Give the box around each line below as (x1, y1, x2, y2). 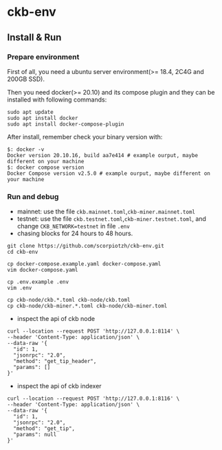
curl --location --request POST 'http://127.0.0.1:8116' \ (7, 395, 180, 402)
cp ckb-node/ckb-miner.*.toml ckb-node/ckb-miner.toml (7, 303, 168, 309)
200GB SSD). (7, 75, 45, 83)
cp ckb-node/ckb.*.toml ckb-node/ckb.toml (7, 296, 131, 304)
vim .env (7, 285, 32, 292)
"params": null (13, 431, 57, 438)
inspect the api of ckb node (16, 315, 95, 323)
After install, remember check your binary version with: (7, 132, 163, 141)
